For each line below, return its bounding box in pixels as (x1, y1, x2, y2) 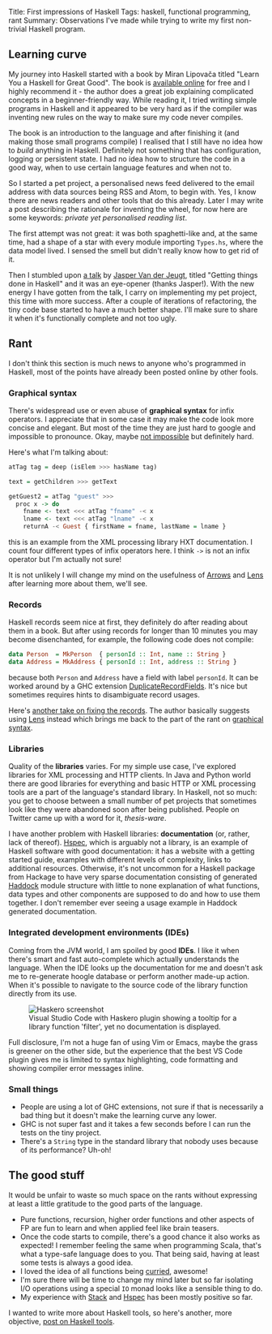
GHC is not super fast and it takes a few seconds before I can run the (19, 1119, 251, 1129)
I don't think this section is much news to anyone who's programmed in (8, 358, 247, 368)
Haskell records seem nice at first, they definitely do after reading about (8, 617, 249, 628)
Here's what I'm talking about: (8, 447, 108, 457)
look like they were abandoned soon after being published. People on (8, 805, 240, 814)
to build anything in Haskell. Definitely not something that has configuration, (8, 145, 261, 155)
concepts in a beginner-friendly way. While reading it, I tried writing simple (8, 95, 257, 105)
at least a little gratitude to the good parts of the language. (8, 1198, 203, 1208)
